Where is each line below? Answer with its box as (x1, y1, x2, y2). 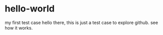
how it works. (5, 24, 33, 30)
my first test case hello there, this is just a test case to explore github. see (5, 19, 158, 25)
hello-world (5, 3, 55, 14)
